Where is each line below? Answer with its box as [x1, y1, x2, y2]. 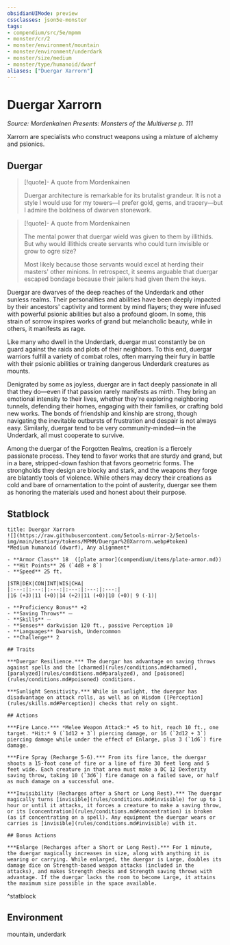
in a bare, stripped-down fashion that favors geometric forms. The [7, 459, 194, 467]
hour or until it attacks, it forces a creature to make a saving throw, [7, 802, 222, 809]
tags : [7, 23, 23, 29]
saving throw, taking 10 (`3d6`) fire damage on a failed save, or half [7, 772, 219, 779]
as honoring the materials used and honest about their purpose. [7, 488, 187, 497]
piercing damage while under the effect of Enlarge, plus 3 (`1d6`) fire [7, 736, 222, 744]
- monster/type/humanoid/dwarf [7, 61, 97, 68]
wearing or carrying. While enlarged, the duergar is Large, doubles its [7, 856, 222, 863]
